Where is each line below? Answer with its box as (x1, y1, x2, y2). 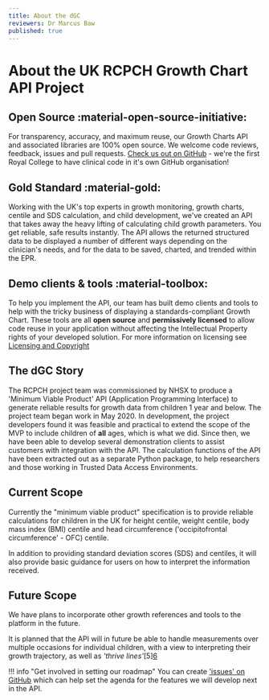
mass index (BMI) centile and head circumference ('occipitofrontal (8, 524, 227, 533)
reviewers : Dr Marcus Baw (8, 19, 95, 27)
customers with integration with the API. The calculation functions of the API (8, 445, 261, 455)
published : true (8, 27, 63, 35)
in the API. (8, 684, 43, 694)
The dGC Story (8, 364, 84, 378)
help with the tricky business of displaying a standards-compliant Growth (8, 307, 251, 316)
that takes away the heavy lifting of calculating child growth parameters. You (8, 219, 262, 229)
